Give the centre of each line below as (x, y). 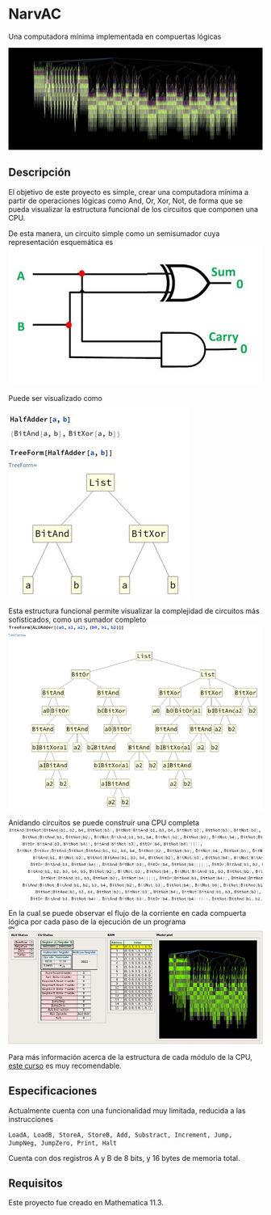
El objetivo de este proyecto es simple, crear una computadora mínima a (128, 192)
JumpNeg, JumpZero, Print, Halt (63, 1143)
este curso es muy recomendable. (65, 1065)
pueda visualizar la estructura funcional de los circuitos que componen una (133, 209)
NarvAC (35, 14)
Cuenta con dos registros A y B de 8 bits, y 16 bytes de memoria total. (124, 1158)
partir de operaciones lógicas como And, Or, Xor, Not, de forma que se (126, 200)
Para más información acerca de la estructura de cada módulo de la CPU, (130, 1057)
